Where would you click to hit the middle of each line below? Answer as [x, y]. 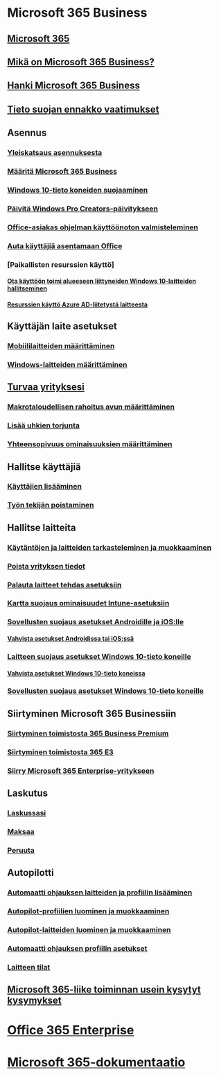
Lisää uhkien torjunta [43, 425]
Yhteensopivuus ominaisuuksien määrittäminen [90, 444]
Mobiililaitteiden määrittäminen [61, 346]
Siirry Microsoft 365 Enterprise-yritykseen [81, 771]
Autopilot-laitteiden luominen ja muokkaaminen [89, 929]
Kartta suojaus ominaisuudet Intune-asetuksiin [88, 603]
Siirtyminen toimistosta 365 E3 [61, 752]
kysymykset [35, 1001]
